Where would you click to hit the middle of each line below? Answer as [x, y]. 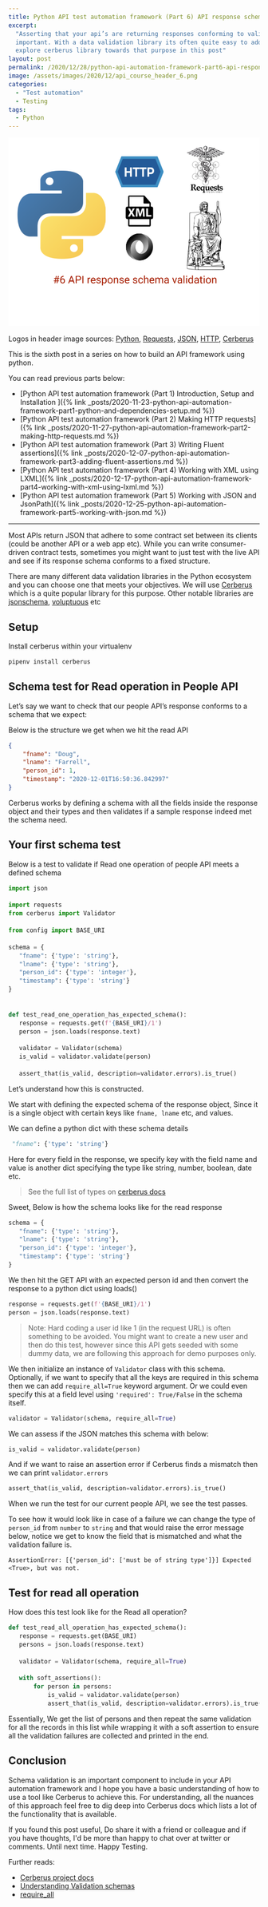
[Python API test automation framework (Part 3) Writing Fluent [122, 445]
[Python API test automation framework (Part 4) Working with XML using [139, 470]
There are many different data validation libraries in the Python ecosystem [130, 577]
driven [19, 553]
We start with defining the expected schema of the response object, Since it [133, 1104]
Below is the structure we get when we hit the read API [99, 730]
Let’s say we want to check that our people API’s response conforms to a [128, 706]
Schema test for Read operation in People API [123, 687]
